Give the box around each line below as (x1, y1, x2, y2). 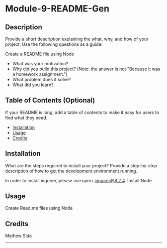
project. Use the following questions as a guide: (5, 41, 103, 47)
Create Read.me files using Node (5, 205, 73, 211)
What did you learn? (12, 82, 54, 88)
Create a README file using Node (5, 51, 75, 57)
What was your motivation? (12, 61, 69, 66)
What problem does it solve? (12, 77, 71, 82)
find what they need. (5, 115, 48, 121)
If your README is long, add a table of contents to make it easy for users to (5, 109, 160, 115)
